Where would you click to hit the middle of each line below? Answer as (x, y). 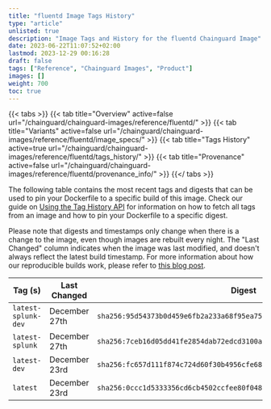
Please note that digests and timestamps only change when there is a (124, 231)
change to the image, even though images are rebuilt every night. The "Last (134, 240)
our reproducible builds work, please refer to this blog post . (107, 266)
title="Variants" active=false (55, 131)
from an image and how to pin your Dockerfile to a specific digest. (118, 216)
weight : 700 (28, 83)
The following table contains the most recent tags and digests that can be (131, 190)
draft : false (30, 61)
